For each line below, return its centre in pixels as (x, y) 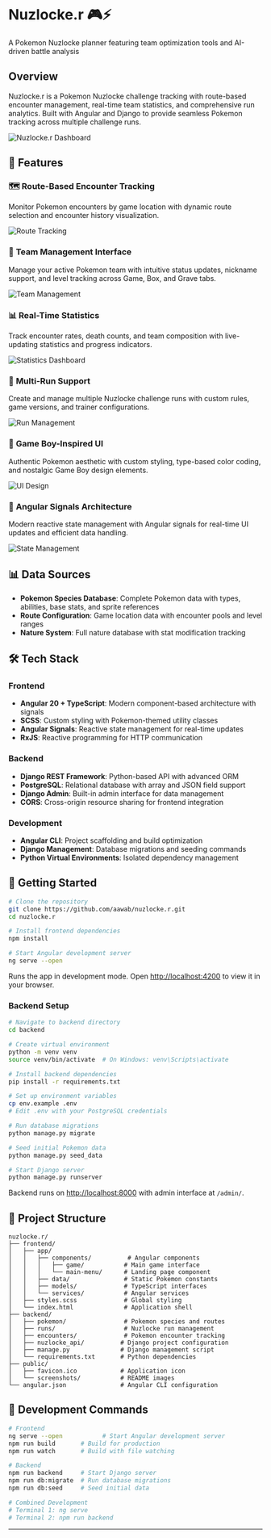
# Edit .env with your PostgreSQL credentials (88, 1111)
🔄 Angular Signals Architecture (70, 506)
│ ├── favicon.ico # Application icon (97, 1371)
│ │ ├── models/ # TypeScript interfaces (108, 1287)
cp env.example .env (43, 1104)
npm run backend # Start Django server (83, 1473)
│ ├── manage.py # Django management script (112, 1350)
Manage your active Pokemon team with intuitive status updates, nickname (133, 270)
